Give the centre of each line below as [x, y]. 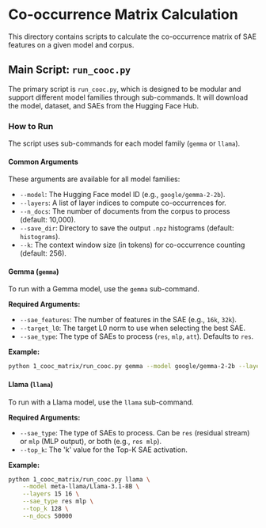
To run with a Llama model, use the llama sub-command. [101, 402]
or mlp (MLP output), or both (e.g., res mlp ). [91, 441]
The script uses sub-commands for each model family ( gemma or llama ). [124, 143]
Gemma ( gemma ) [34, 272]
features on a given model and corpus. [71, 44]
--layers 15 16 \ [51, 494]
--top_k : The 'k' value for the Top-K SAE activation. [103, 450]
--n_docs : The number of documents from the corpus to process [125, 211]
